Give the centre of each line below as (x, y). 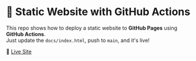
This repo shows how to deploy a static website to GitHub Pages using (92, 28)
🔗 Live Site (19, 51)
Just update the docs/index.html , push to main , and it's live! (78, 40)
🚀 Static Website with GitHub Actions (98, 12)
